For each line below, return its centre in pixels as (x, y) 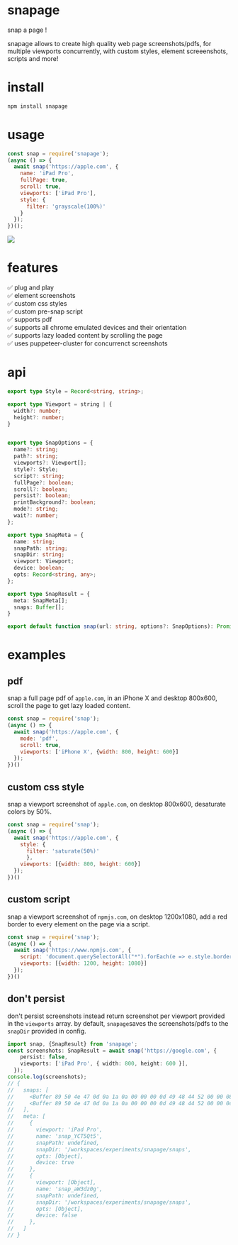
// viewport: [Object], (52, 1183)
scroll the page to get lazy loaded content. (69, 706)
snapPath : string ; (41, 548)
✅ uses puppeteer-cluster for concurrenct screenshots (87, 343)
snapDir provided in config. (47, 1031)
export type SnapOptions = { (50, 443)
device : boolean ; (39, 568)
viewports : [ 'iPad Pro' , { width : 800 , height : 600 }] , (104, 1064)
